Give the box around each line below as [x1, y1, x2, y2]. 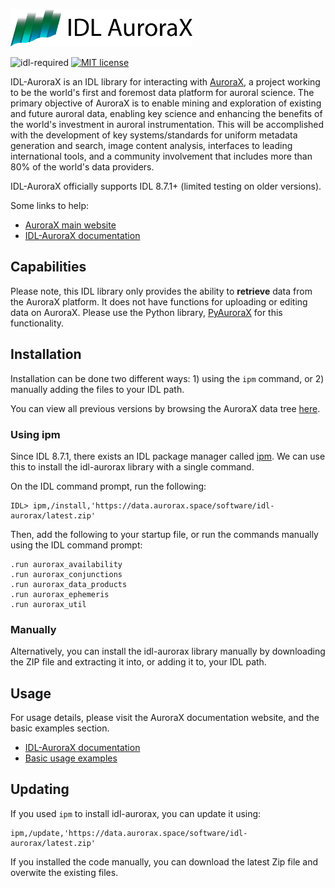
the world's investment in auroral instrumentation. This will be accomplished [10, 119, 325, 130]
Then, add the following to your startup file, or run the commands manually [10, 528, 319, 540]
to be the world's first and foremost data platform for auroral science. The [10, 87, 315, 98]
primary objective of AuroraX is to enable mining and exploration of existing [10, 97, 322, 109]
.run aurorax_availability [10, 559, 123, 569]
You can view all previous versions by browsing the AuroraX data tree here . [10, 402, 321, 414]
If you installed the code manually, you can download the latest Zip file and [10, 855, 319, 868]
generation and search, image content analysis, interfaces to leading [10, 140, 293, 151]
